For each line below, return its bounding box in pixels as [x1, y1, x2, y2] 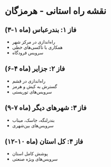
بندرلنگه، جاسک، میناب [12, 117, 55, 123]
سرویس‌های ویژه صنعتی [12, 156, 58, 162]
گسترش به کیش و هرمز [12, 83, 57, 89]
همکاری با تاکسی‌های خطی [12, 44, 63, 50]
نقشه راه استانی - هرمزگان [5, 5, 106, 17]
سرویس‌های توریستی [12, 89, 52, 95]
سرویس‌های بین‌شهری [12, 122, 54, 128]
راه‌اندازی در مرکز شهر [12, 39, 55, 45]
